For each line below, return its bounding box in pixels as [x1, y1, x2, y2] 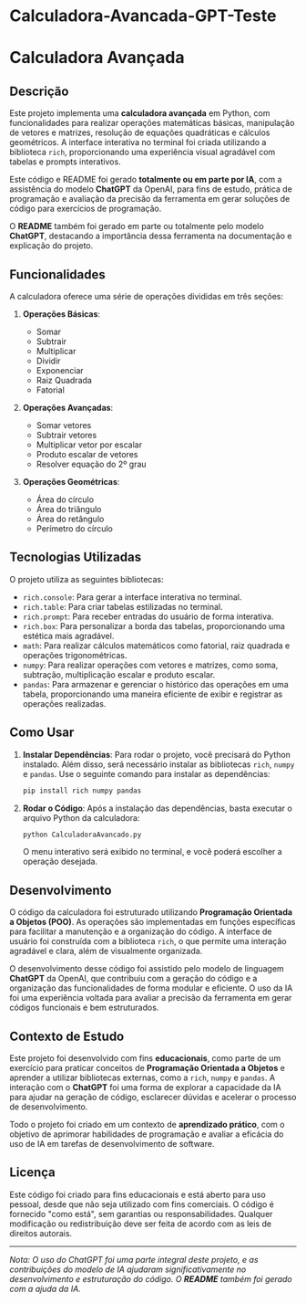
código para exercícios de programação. [9, 203, 162, 215]
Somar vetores [36, 420, 92, 430]
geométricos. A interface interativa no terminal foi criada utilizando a [9, 137, 267, 148]
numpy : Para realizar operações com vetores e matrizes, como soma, [22, 659, 279, 670]
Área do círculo [36, 494, 94, 505]
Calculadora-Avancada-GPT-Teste [9, 5, 277, 26]
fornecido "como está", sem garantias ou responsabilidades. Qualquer [9, 1208, 273, 1219]
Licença [9, 1165, 56, 1181]
